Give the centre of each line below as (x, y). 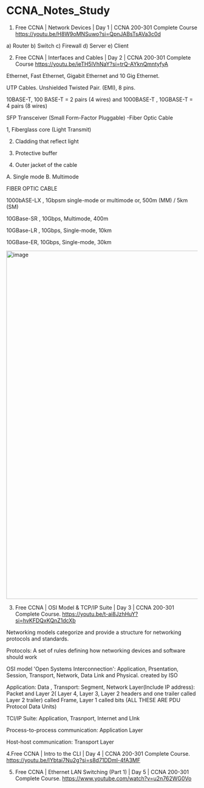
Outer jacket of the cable (46, 164)
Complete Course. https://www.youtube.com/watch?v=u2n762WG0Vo (103, 778)
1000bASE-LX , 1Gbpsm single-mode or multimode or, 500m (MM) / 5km (97, 200)
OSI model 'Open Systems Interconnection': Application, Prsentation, (93, 669)
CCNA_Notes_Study (58, 11)
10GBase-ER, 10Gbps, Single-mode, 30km (59, 242)
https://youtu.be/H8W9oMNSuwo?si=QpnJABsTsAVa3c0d (88, 33)
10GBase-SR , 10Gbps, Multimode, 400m (57, 218)
